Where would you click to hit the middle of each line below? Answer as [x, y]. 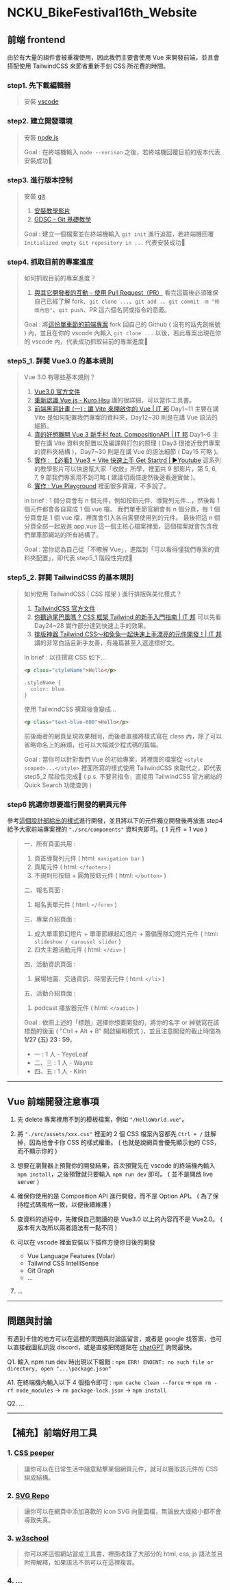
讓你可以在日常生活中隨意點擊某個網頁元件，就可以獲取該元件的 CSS [120, 1469]
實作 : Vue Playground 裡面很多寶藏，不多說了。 [102, 486]
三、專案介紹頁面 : [50, 919]
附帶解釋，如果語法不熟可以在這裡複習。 [81, 1563]
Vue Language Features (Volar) [71, 1256]
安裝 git [35, 196]
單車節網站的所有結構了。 [66, 535]
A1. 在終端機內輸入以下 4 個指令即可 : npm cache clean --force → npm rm [109, 1382]
